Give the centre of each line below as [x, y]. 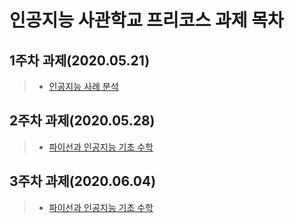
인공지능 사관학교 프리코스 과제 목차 [146, 20]
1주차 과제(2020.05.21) [80, 60]
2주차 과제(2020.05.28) [82, 121]
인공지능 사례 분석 [83, 86]
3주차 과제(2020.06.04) [83, 181]
